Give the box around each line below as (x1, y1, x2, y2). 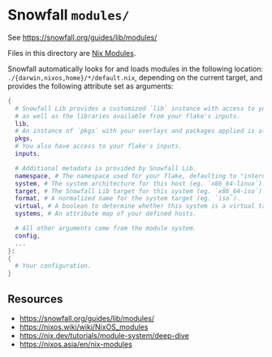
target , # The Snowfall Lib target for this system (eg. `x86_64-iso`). (15, 187, 266, 196)
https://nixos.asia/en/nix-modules (19, 339, 133, 349)
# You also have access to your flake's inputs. (15, 142, 183, 151)
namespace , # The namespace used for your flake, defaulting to (15, 172, 237, 180)
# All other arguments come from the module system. (15, 225, 197, 233)
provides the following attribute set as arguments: (7, 81, 174, 91)
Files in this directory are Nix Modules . (7, 48, 136, 58)
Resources (7, 292, 63, 306)
